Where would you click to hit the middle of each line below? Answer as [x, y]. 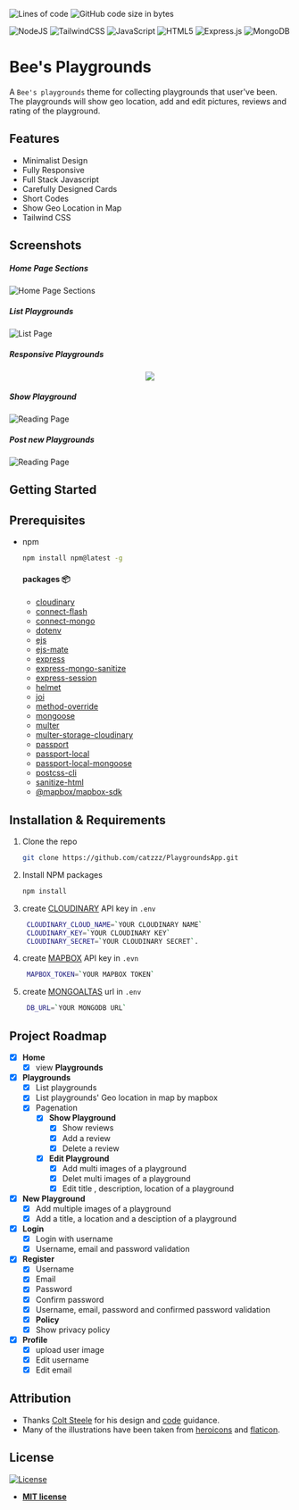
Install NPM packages [62, 874]
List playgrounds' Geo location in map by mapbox [127, 1097]
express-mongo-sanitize [81, 669]
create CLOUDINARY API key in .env [89, 908]
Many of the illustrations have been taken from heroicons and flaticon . [151, 1430]
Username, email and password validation [112, 1249]
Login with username [74, 1239]
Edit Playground [79, 1158]
